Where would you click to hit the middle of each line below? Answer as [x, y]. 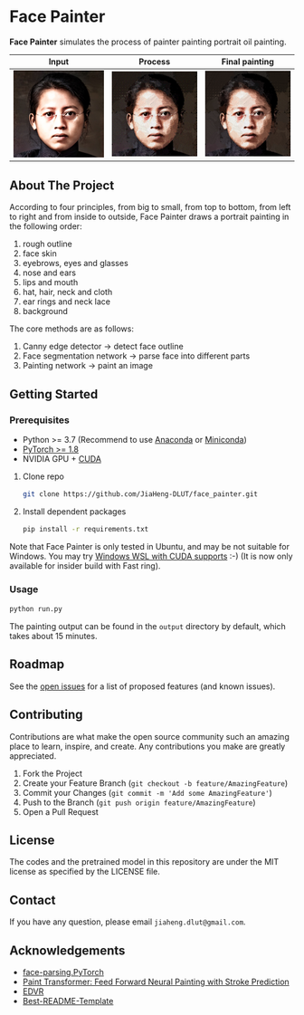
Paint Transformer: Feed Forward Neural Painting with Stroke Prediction [156, 981]
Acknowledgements [67, 950]
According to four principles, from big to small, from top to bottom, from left [150, 207]
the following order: [46, 226]
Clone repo [43, 476]
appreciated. [33, 756]
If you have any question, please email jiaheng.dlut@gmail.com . [128, 922]
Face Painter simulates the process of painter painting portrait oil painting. [148, 42]
